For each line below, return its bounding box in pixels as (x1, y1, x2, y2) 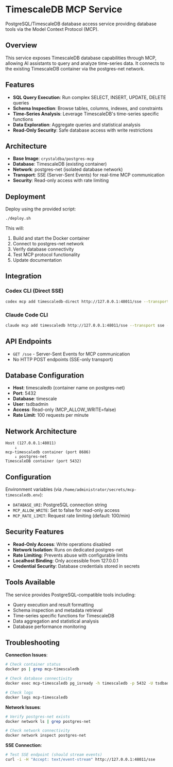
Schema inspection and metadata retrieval (12, 607, 103, 613)
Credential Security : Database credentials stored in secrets (12, 563, 140, 569)
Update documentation (12, 257, 62, 263)
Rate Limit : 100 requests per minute (12, 412, 89, 418)
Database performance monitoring (12, 623, 86, 630)
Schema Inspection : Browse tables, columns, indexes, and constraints (12, 105, 163, 111)
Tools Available (5, 578, 56, 587)
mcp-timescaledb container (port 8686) (5, 450, 91, 455)
